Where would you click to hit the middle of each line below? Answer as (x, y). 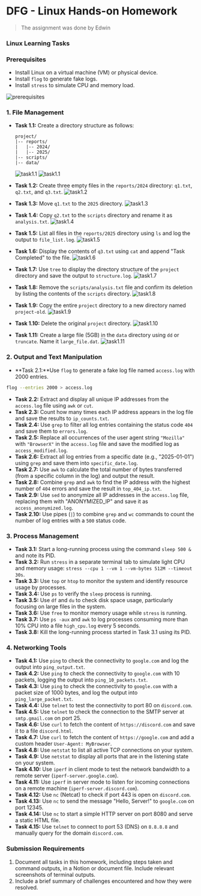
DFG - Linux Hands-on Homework (92, 11)
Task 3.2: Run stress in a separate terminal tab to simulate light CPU (100, 562)
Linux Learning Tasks (38, 43)
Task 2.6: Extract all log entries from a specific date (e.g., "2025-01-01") (104, 456)
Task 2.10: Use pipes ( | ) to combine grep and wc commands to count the (104, 514)
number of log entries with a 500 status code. (70, 520)
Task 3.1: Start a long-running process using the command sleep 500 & (103, 549)
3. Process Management (43, 536)
